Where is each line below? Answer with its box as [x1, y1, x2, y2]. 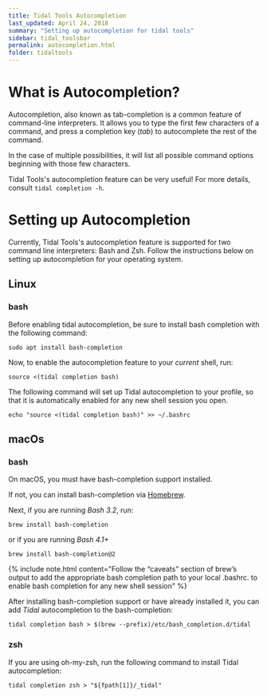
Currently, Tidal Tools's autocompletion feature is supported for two [8, 237, 231, 247]
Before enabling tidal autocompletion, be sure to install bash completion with [8, 319, 260, 329]
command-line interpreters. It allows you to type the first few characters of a [8, 117, 260, 128]
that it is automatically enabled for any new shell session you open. [8, 395, 229, 405]
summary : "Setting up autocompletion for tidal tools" [8, 26, 194, 34]
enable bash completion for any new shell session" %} [8, 581, 187, 591]
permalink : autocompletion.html [8, 42, 116, 50]
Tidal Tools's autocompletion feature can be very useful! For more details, [8, 174, 251, 184]
